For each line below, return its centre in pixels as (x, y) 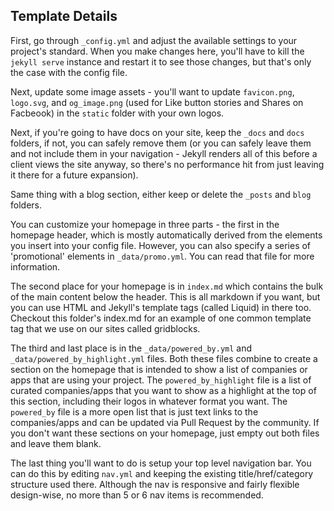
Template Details (64, 16)
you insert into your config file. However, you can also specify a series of (161, 245)
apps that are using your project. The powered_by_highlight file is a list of (161, 380)
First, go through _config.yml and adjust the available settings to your (154, 40)
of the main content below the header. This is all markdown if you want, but (165, 296)
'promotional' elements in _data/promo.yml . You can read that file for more (162, 256)
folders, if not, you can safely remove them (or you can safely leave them (161, 143)
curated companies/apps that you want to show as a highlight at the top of (163, 390)
